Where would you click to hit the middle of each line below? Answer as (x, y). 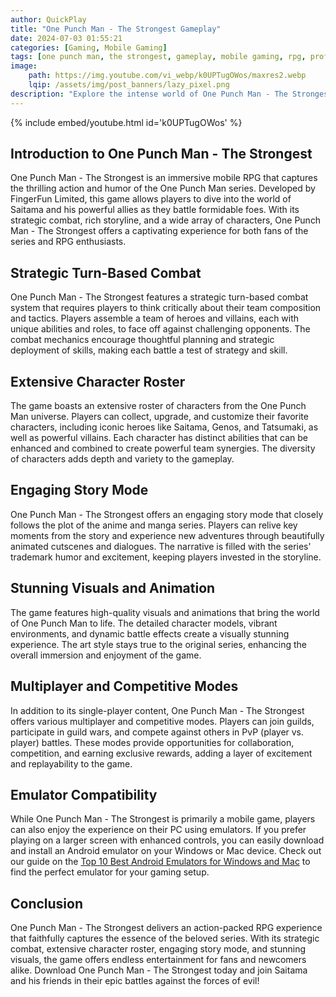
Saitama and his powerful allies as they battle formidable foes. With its (155, 210)
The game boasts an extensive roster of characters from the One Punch (158, 406)
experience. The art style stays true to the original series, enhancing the (158, 644)
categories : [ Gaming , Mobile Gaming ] (89, 47)
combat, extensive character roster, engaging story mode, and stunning (158, 949)
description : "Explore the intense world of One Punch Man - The (149, 94)
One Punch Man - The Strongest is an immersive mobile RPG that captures (164, 178)
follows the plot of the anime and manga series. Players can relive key (154, 525)
